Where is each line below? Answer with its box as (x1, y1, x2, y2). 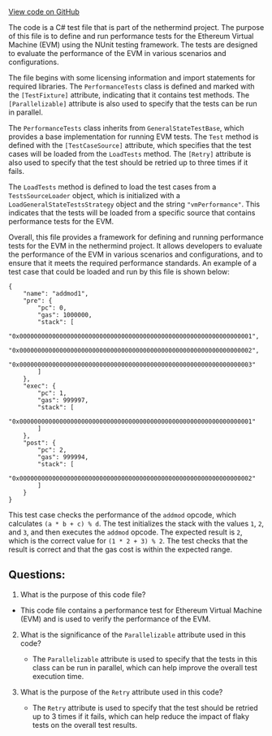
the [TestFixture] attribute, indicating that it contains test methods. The (8, 90, 250, 100)
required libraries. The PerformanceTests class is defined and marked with (8, 81, 255, 91)
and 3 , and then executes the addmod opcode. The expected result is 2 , (8, 527, 243, 537)
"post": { (23, 439, 57, 447)
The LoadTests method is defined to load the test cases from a (8, 182, 217, 192)
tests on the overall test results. (32, 720, 138, 730)
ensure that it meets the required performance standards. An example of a (8, 258, 257, 267)
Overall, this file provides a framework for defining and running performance (8, 232, 264, 242)
